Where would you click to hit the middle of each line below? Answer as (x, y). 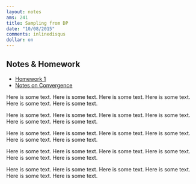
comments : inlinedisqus (36, 34)
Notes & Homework (43, 64)
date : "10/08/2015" (31, 29)
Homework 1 (30, 78)
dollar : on (20, 40)
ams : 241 (17, 17)
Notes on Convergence (44, 85)
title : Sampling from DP (37, 23)
